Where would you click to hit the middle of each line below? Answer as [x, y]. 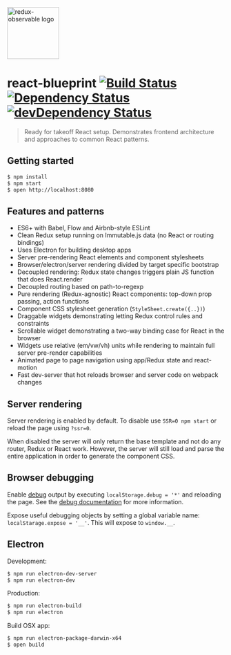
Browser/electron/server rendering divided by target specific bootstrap [118, 265]
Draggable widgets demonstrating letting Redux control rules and [110, 316]
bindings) [31, 243]
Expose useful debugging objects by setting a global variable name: [103, 515]
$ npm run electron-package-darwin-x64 [64, 638]
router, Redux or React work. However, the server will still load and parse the [116, 449]
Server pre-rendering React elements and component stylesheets [111, 257]
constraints [33, 324]
